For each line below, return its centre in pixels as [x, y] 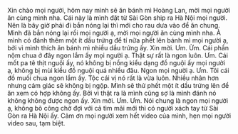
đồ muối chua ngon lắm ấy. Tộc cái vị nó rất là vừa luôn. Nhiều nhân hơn [113, 78]
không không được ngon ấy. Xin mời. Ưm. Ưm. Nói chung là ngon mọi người [118, 101]
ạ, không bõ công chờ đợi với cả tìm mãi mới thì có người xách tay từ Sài [113, 108]
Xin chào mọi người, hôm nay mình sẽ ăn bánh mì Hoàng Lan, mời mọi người [119, 10]
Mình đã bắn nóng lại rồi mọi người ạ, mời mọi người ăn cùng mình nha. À [114, 33]
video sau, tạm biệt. [36, 123]
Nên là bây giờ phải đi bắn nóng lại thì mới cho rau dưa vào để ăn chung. [114, 25]
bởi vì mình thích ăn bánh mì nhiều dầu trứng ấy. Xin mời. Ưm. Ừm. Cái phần [118, 48]
